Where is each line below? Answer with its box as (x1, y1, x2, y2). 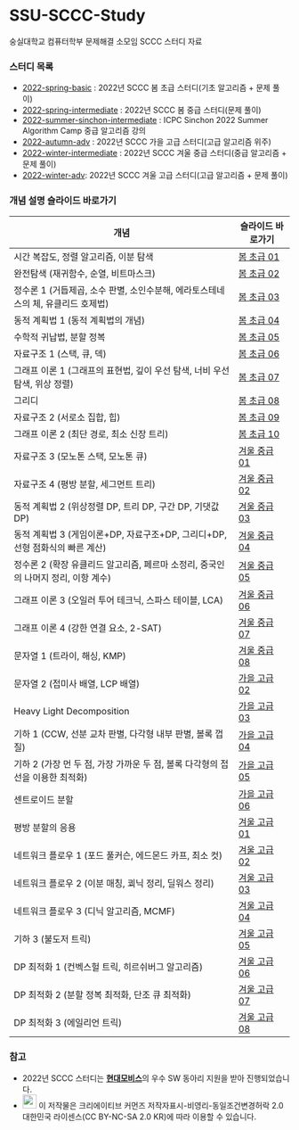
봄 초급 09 (238, 411, 280, 424)
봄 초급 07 (238, 371, 280, 384)
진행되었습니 (246, 1072, 290, 1084)
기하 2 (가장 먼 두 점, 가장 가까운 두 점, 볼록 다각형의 (13, 757, 218, 770)
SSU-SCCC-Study (9, 5, 146, 26)
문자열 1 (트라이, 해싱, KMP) (13, 649, 126, 662)
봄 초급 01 (238, 251, 280, 263)
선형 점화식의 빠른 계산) (13, 541, 107, 554)
